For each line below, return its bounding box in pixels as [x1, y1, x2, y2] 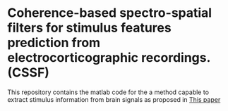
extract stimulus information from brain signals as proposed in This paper [7, 95, 221, 103]
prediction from [7, 35, 101, 51]
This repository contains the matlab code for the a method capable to [7, 88, 210, 96]
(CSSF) [7, 65, 49, 81]
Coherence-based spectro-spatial [7, 5, 212, 21]
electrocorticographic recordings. [7, 50, 210, 66]
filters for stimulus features [7, 20, 172, 36]
